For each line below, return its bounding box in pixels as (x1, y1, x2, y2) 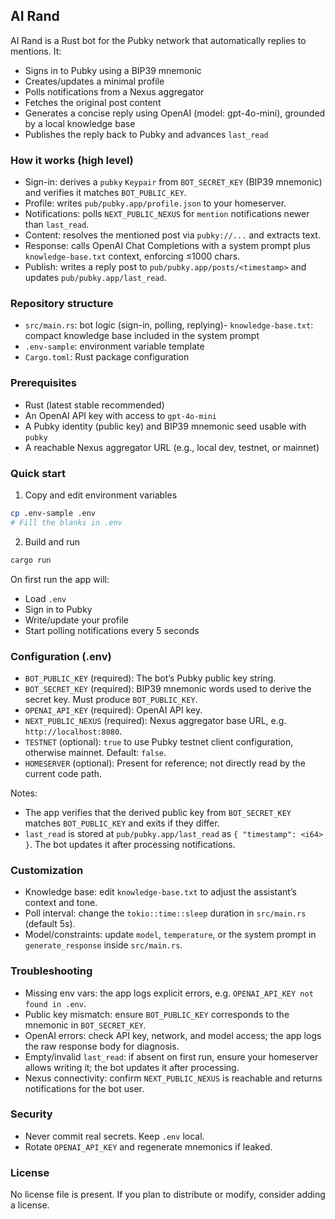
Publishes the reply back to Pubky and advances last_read (24, 128, 269, 140)
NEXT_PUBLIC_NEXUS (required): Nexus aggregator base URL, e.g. (24, 714, 287, 726)
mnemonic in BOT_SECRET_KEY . (24, 1019, 147, 1031)
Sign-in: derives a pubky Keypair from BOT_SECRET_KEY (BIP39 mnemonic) (24, 176, 323, 188)
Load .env (24, 592, 67, 604)
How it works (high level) (10, 153, 134, 167)
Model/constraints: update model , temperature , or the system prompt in (24, 929, 317, 941)
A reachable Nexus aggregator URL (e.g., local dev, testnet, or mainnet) (24, 441, 320, 453)
